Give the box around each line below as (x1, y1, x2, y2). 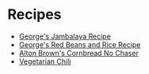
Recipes (7, 6, 62, 24)
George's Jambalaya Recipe (18, 31, 112, 41)
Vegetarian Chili (18, 57, 71, 66)
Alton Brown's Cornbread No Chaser (18, 48, 139, 57)
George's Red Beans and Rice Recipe (18, 39, 141, 49)
